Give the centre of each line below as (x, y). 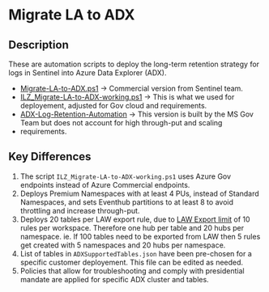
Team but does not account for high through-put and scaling (121, 123)
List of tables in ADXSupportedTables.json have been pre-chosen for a (136, 253)
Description (38, 45)
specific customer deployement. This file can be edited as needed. (132, 262)
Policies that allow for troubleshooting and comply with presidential (132, 271)
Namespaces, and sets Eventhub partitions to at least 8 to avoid (126, 202)
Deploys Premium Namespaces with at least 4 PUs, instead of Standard (139, 193)
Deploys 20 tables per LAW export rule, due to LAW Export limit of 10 (135, 219)
